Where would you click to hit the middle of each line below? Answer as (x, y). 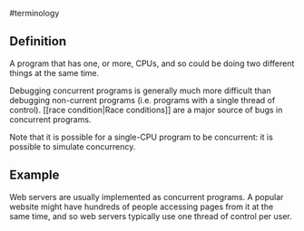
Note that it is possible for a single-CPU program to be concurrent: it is (142, 137)
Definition (38, 41)
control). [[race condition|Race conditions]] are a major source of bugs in (146, 110)
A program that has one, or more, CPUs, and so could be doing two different (152, 63)
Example (34, 175)
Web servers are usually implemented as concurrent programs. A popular (147, 197)
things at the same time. (54, 72)
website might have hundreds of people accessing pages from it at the (142, 207)
